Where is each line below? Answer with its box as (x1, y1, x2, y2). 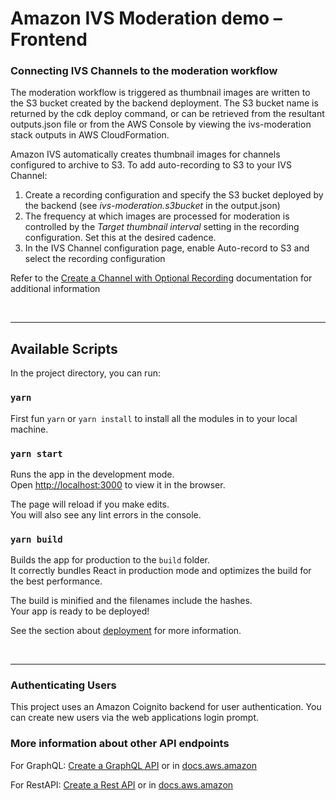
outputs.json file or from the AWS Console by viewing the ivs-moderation (10, 118, 312, 131)
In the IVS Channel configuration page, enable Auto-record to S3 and (24, 242, 310, 254)
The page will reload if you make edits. (10, 498, 170, 510)
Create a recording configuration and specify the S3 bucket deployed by (24, 189, 324, 201)
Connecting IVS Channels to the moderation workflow (10, 64, 278, 78)
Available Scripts (10, 340, 118, 357)
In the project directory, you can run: (10, 367, 161, 379)
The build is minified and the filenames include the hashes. (10, 595, 253, 607)
